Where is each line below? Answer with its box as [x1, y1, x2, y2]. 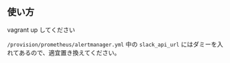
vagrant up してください [7, 26, 76, 34]
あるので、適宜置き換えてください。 [19, 48, 121, 56]
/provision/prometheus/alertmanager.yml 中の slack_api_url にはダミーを [7, 40, 218, 48]
